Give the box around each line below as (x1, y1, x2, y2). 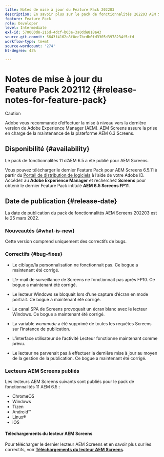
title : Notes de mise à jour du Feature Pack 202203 (5, 7, 115, 12)
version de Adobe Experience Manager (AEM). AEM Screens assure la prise (5, 125, 158, 131)
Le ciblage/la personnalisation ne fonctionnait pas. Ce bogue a (12, 262, 138, 267)
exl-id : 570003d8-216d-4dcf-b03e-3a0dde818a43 (5, 30, 102, 35)
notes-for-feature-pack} (5, 94, 107, 105)
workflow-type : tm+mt (5, 39, 49, 44)
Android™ (12, 409, 31, 414)
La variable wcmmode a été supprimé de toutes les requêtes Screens (12, 320, 152, 326)
